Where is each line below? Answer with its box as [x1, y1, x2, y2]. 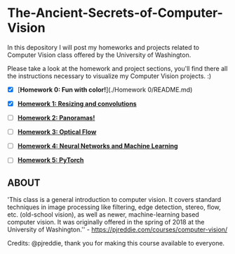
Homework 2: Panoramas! [17, 114, 95, 122]
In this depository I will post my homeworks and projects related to [7, 43, 200, 51]
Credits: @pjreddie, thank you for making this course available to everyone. [7, 239, 225, 248]
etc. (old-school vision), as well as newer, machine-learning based [7, 210, 200, 219]
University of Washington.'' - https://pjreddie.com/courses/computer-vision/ [7, 225, 228, 234]
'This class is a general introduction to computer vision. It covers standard [7, 196, 222, 204]
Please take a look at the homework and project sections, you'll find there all [7, 64, 228, 72]
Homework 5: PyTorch [17, 156, 84, 165]
